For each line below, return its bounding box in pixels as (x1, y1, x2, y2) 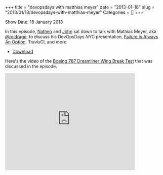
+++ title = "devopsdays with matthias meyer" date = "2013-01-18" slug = (5, 4, 155, 10)
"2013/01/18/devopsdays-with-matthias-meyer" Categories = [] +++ (5, 9, 144, 15)
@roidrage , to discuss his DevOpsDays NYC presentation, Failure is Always (5, 34, 158, 39)
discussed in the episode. (5, 64, 58, 69)
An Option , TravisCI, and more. (5, 39, 68, 45)
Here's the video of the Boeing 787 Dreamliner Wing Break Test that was (5, 58, 153, 64)
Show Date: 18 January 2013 (5, 19, 63, 25)
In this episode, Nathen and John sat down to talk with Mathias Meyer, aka (5, 29, 157, 34)
